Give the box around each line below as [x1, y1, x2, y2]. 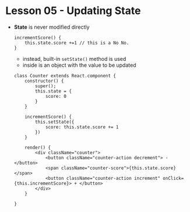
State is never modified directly [13, 23, 90, 30]
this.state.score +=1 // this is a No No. [24, 40, 129, 46]
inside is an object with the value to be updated [22, 61, 136, 69]
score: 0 [45, 93, 66, 99]
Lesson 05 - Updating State [5, 4, 141, 18]
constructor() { [24, 78, 64, 84]
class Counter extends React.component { [13, 73, 116, 78]
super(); [35, 83, 57, 89]
